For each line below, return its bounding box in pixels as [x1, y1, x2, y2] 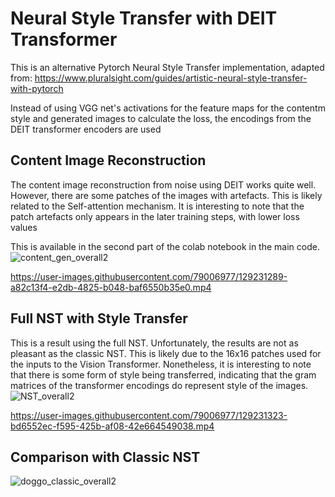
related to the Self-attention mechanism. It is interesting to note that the [10, 200, 305, 212]
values [10, 221, 38, 233]
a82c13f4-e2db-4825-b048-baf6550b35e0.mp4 [10, 281, 212, 293]
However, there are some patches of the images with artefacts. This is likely [10, 189, 323, 201]
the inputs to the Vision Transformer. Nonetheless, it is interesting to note [10, 358, 312, 370]
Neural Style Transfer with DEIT [10, 7, 278, 30]
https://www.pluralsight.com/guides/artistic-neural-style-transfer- [34, 72, 308, 84]
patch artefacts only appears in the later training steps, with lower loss [10, 210, 300, 222]
